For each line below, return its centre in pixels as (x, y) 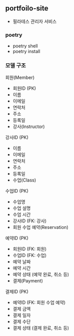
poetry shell (25, 46)
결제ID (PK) (17, 292)
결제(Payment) (28, 281)
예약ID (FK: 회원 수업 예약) (39, 302)
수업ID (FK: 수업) (30, 255)
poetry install (27, 51)
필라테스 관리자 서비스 (35, 21)
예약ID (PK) (17, 238)
